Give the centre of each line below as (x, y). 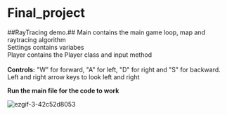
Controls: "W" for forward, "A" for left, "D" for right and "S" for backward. (114, 69)
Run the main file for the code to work (63, 90)
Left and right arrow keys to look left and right (73, 77)
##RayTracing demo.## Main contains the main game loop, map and (106, 32)
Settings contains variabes (46, 47)
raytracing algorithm (37, 39)
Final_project (46, 13)
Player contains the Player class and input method (80, 55)
